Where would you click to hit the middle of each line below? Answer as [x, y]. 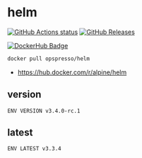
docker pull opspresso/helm [49, 58]
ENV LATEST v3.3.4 [34, 149]
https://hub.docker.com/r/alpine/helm [72, 72]
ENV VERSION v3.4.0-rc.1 [44, 111]
